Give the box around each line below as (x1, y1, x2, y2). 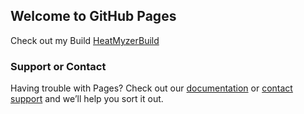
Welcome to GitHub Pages (10, 8, 177, 25)
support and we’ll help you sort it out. (10, 93, 164, 105)
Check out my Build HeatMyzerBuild (10, 34, 160, 46)
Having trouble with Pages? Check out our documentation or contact (10, 82, 293, 94)
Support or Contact (10, 59, 107, 73)
